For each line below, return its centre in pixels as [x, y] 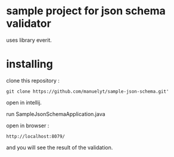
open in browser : [28, 125]
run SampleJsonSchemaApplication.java [56, 114]
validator [29, 23]
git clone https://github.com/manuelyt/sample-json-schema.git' [88, 91]
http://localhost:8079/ [36, 136]
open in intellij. [24, 102]
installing [30, 64]
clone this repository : [33, 80]
